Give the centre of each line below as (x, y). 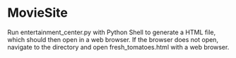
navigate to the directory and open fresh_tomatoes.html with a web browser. (118, 47)
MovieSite (38, 13)
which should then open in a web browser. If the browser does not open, (113, 39)
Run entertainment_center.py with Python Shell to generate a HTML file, (112, 32)
